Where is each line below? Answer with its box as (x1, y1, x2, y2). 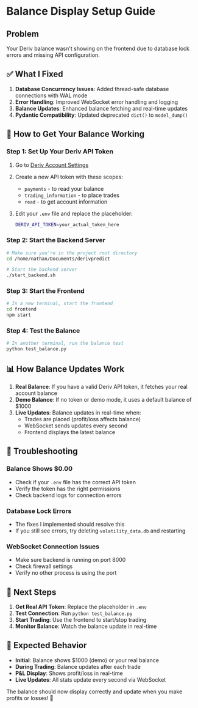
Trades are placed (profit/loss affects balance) (24, 415, 141, 422)
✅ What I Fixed (6, 69, 63, 79)
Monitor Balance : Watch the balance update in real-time (15, 622, 157, 630)
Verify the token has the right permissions (15, 485, 121, 492)
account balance (15, 389, 58, 397)
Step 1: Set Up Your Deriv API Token (6, 147, 114, 156)
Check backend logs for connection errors (15, 491, 122, 499)
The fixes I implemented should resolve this (15, 520, 125, 528)
